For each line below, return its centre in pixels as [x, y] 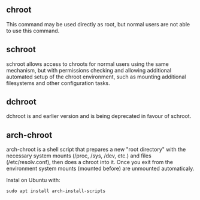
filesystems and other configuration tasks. [58, 83]
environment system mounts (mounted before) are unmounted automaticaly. [100, 169]
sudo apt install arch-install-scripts [56, 191]
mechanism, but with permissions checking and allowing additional [89, 70]
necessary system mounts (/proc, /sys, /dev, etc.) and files [79, 156]
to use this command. [33, 31]
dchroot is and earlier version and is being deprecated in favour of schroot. [99, 116]
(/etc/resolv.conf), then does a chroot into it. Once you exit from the [90, 162]
